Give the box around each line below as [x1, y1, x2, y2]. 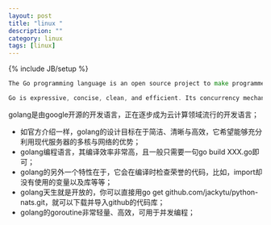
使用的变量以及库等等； [34, 177, 113, 186]
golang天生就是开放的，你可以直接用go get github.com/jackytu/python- [19, 187, 259, 197]
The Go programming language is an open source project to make [8, 80, 229, 88]
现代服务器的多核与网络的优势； [34, 136, 141, 146]
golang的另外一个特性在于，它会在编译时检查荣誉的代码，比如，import [19, 167, 256, 177]
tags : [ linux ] [8, 42, 56, 50]
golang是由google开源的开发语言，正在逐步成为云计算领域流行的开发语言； [8, 110, 260, 119]
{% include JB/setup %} [8, 64, 89, 73]
